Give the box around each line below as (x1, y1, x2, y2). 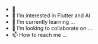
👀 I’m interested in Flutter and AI (11, 12, 91, 19)
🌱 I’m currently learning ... (11, 18, 75, 25)
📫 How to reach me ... (11, 32, 67, 38)
